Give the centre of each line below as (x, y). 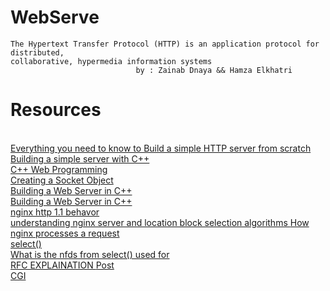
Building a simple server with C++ (80, 158)
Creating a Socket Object (62, 180)
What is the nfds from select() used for (90, 254)
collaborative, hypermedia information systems (111, 61)
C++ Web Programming (59, 169)
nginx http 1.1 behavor (55, 212)
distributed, (37, 52)
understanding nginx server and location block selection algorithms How (160, 222)
